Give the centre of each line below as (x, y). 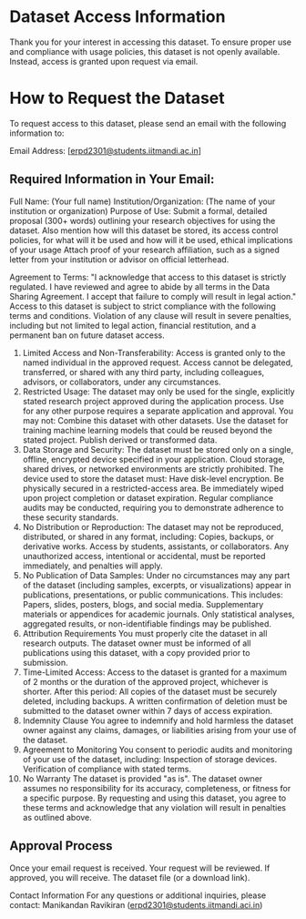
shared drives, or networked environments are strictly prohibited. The (153, 469)
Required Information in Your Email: (112, 179)
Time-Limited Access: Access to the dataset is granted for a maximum (154, 672)
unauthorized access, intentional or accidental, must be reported (144, 556)
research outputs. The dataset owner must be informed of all (137, 643)
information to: (37, 133)
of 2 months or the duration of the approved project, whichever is (145, 681)
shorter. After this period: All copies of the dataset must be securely (150, 691)
